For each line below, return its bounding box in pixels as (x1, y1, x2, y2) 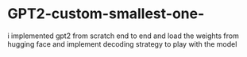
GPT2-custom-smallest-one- (7, 5, 205, 23)
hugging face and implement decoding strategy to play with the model (7, 39, 237, 48)
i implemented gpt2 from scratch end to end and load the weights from (7, 31, 239, 40)
